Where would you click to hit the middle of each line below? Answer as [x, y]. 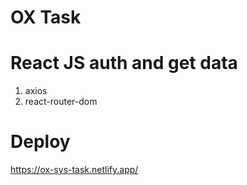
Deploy [40, 142]
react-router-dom [61, 102]
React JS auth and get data [124, 63]
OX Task [46, 17]
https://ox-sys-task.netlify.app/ [74, 170]
